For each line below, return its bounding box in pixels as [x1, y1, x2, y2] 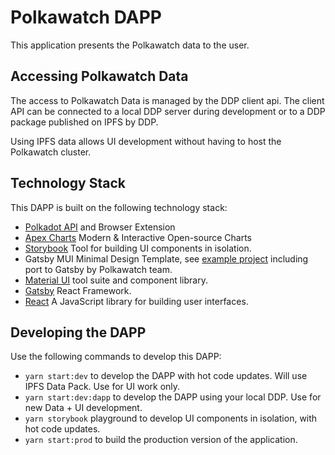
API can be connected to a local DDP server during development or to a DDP [10, 105, 326, 117]
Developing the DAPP [10, 324, 147, 341]
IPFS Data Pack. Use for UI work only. [24, 381, 181, 393]
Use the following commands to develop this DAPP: [10, 351, 222, 363]
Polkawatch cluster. [10, 146, 92, 158]
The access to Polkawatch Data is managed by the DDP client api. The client [10, 94, 325, 106]
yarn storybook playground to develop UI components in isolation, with [24, 412, 318, 425]
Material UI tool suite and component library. [24, 274, 208, 286]
